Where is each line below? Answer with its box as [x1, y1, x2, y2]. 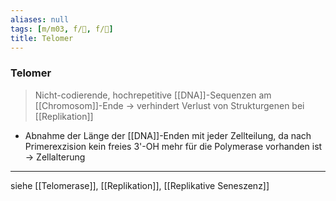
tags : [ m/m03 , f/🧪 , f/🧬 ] [10, 24, 114, 34]
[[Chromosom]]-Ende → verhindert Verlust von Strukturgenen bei [34, 99, 305, 111]
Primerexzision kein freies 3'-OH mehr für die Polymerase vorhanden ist [24, 140, 323, 152]
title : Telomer [10, 33, 74, 43]
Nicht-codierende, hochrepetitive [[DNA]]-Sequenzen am [34, 89, 272, 101]
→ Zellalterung [24, 151, 86, 163]
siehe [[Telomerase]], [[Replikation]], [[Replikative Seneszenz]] [10, 179, 270, 191]
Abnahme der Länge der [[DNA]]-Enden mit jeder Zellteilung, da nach [24, 129, 312, 141]
